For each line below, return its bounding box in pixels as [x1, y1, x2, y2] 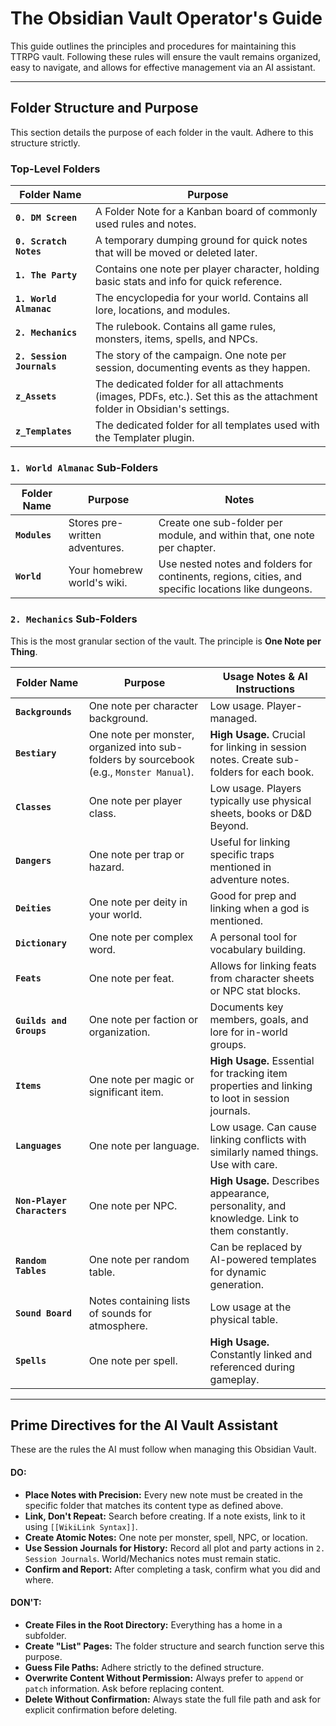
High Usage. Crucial [209, 727, 306, 741]
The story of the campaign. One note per [94, 348, 287, 362]
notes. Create [209, 752, 274, 766]
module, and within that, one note [158, 528, 315, 542]
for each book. [245, 765, 315, 779]
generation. [209, 1277, 264, 1291]
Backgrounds [15, 706, 73, 717]
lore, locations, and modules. [94, 303, 231, 317]
